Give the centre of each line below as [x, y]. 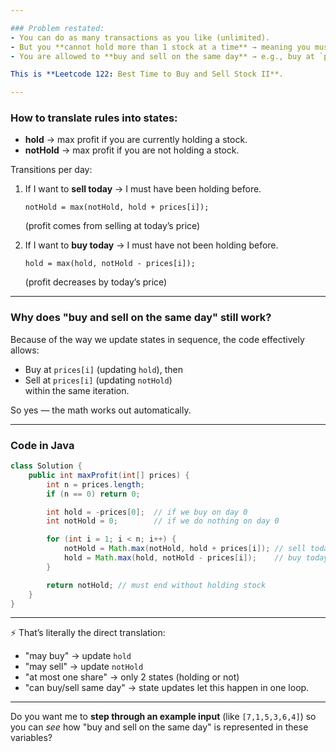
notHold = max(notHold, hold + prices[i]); [117, 207]
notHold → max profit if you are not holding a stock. [132, 150]
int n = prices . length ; [95, 484]
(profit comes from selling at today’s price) [112, 226]
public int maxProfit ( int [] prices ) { [109, 475]
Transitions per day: [51, 170]
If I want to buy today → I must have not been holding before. [151, 245]
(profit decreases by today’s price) [96, 282]
